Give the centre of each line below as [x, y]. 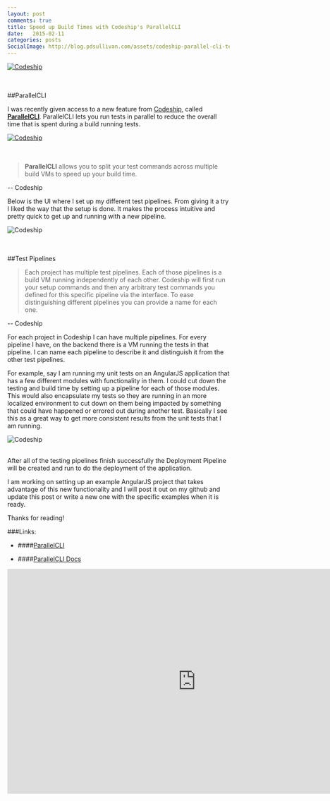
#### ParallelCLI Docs [49, 559]
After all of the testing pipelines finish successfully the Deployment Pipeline [117, 460]
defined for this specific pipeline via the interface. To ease [109, 295]
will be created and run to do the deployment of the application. [100, 468]
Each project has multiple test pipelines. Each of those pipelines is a [123, 272]
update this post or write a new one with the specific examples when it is [113, 497]
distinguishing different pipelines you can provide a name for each [121, 302]
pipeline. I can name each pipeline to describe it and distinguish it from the [116, 352]
